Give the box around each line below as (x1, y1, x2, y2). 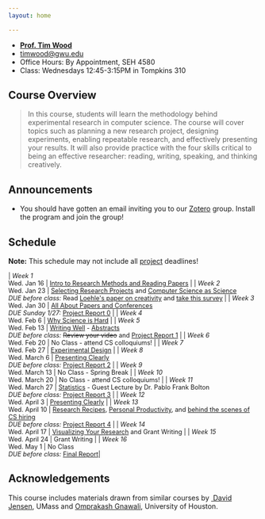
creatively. (27, 160, 62, 170)
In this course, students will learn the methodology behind (27, 109, 218, 119)
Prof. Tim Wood (19, 40, 73, 50)
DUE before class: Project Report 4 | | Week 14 (8, 421, 145, 429)
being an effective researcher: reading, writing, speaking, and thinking (27, 151, 258, 161)
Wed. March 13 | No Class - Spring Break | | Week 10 (8, 368, 163, 377)
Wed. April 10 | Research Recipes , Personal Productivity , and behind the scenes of (8, 406, 250, 414)
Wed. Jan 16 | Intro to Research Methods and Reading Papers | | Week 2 (8, 279, 221, 288)
